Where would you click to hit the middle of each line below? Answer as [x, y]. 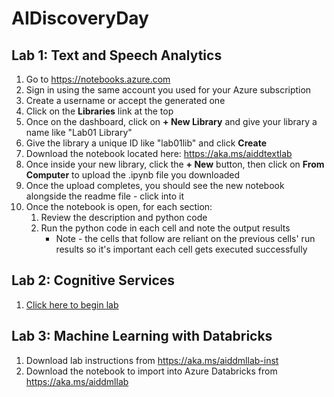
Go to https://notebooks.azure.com [98, 79]
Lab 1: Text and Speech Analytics [117, 55]
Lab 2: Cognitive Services [93, 280]
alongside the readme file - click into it [105, 196]
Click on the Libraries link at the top [99, 111]
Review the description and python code [124, 217]
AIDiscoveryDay [80, 18]
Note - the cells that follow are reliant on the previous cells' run [185, 238]
